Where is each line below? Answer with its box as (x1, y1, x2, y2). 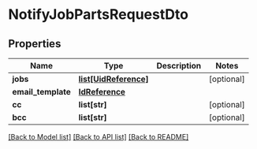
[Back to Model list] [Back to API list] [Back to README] (8, 132, 189, 141)
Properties (8, 37, 61, 50)
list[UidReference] (78, 73, 149, 84)
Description (156, 61, 202, 71)
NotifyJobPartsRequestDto (8, 6, 189, 24)
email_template (12, 87, 71, 97)
